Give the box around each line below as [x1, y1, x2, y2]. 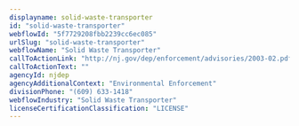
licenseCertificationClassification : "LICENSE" [9, 104, 190, 113]
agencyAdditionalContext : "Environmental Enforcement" [9, 79, 217, 88]
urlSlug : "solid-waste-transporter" [9, 37, 145, 47]
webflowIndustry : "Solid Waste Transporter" [9, 95, 177, 105]
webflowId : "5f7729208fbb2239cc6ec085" [9, 29, 158, 38]
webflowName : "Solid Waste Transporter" [9, 46, 162, 55]
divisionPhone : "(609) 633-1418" [9, 87, 133, 96]
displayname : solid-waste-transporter [9, 12, 153, 22]
